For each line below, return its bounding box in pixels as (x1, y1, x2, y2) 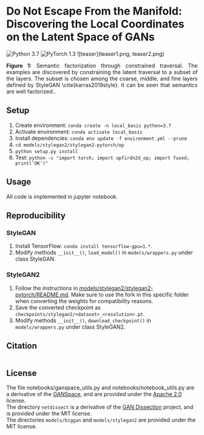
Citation (6, 340, 38, 351)
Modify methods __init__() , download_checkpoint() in (15, 317, 151, 324)
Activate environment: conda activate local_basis (15, 128, 143, 135)
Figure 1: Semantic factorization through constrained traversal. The (6, 62, 198, 69)
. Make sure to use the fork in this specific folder (67, 290, 189, 298)
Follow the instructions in (15, 284, 78, 292)
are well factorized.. (6, 87, 56, 95)
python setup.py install (15, 148, 78, 154)
